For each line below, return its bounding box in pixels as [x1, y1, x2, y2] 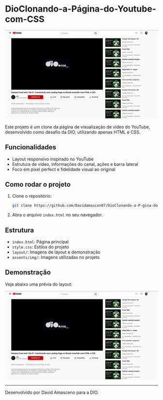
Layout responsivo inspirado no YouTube [12, 156, 94, 162]
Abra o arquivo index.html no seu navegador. [12, 212, 103, 218]
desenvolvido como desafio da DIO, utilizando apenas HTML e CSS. [5, 129, 141, 135]
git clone [12, 203, 33, 208]
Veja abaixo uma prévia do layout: [5, 281, 73, 287]
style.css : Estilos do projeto [12, 244, 69, 250]
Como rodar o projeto [5, 180, 71, 189]
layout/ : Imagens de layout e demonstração [12, 249, 100, 255]
